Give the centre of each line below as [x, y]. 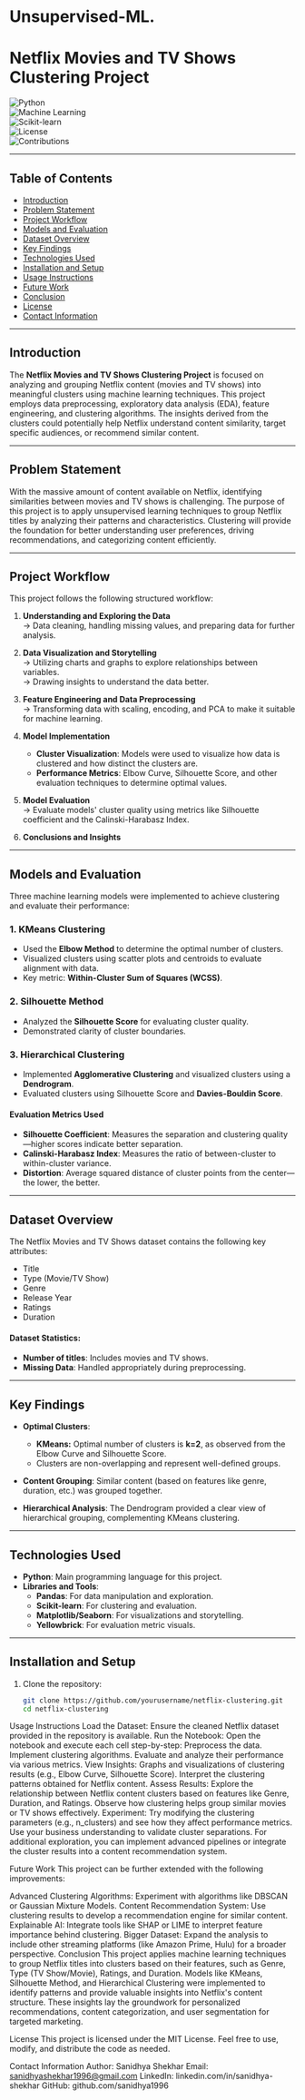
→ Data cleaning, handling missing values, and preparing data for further [158, 626]
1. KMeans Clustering [58, 929]
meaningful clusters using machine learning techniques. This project [138, 394]
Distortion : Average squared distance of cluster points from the [142, 1173]
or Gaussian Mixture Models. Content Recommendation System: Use [138, 1906]
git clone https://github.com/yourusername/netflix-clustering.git [152, 1700]
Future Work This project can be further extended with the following [137, 1869]
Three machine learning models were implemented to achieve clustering [144, 897]
